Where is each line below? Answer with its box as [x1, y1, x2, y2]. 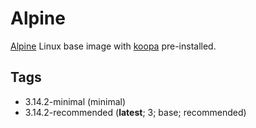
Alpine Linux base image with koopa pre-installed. [10, 40, 217, 52]
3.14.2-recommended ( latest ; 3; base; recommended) [24, 106, 247, 118]
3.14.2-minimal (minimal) [24, 95, 127, 107]
